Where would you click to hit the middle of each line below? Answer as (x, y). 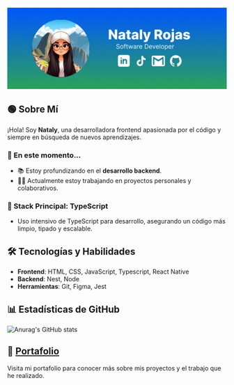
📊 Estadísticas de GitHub (64, 309)
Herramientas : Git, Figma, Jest (62, 287)
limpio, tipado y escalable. (55, 229)
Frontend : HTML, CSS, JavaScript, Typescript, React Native (103, 272)
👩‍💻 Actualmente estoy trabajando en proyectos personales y (104, 181)
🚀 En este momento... (44, 155)
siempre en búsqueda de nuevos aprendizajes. (74, 137)
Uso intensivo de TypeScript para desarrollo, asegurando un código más (122, 221)
